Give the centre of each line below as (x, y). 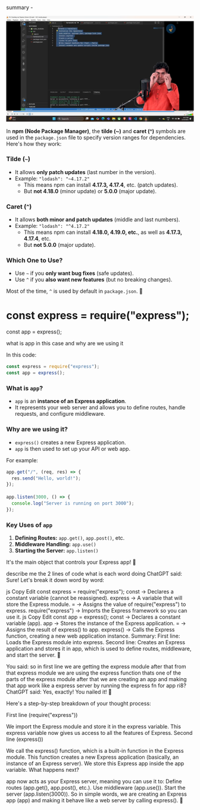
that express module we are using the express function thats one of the (94, 673)
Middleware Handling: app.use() (55, 545)
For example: (22, 460)
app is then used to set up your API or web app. (73, 449)
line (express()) (25, 739)
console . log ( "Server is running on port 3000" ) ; (73, 503)
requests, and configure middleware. (60, 414)
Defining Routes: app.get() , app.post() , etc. (70, 538)
